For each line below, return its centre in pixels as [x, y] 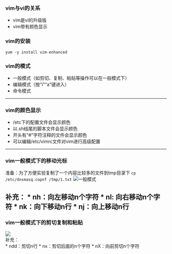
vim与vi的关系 [23, 8]
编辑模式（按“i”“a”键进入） [41, 84]
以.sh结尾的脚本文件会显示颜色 [45, 129]
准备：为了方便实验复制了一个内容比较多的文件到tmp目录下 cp [71, 173]
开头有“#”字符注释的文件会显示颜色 [50, 135]
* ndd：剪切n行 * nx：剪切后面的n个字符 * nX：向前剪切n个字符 [72, 246]
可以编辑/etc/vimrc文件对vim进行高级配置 [57, 141]
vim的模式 [18, 66]
